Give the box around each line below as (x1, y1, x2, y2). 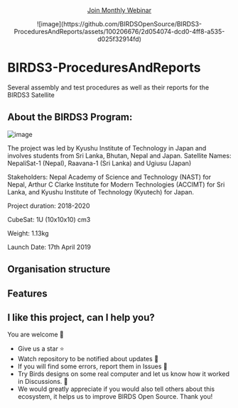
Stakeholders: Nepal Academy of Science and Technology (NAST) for (7, 172, 212, 181)
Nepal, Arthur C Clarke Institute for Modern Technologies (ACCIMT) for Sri (7, 180, 225, 189)
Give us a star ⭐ (17, 344, 65, 353)
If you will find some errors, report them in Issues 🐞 (17, 362, 168, 371)
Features (7, 287, 48, 299)
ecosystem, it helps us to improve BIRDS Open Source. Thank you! (17, 392, 213, 401)
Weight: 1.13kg (7, 228, 49, 237)
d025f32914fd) (97, 35, 142, 43)
